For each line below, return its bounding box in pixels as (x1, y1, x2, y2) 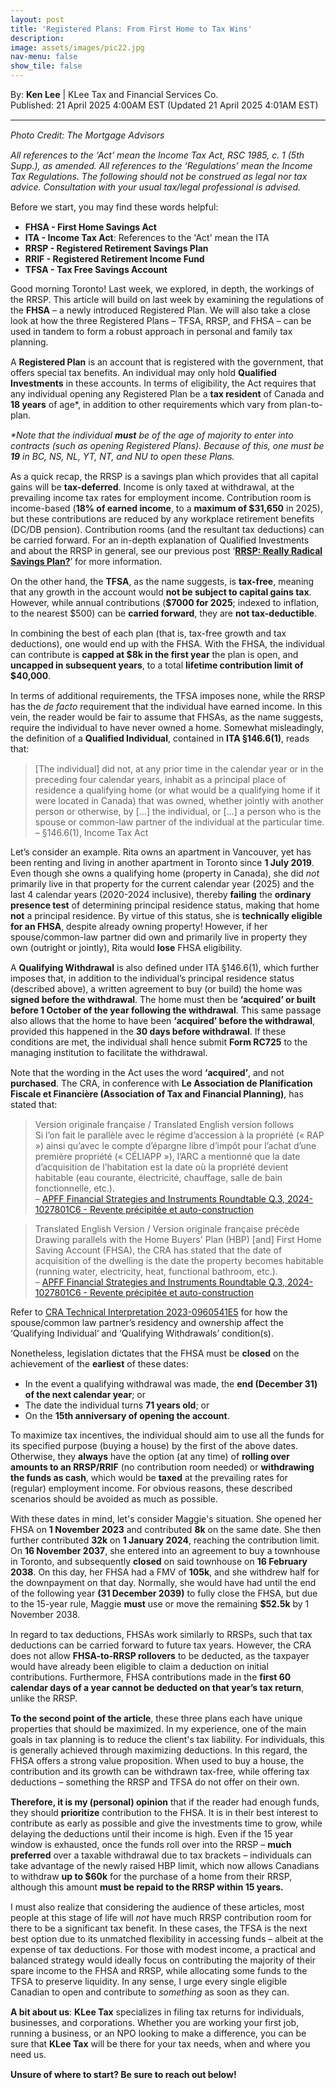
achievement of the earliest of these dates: (10, 1358, 189, 1370)
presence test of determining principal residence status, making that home (10, 899, 320, 911)
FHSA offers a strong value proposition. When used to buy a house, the (10, 1755, 305, 1766)
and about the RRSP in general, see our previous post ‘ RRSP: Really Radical (10, 545, 323, 556)
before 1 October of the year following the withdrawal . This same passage (10, 1004, 322, 1016)
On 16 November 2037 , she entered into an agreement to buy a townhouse (10, 1545, 321, 1556)
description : (10, 33, 65, 43)
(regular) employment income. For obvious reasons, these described (10, 1482, 293, 1494)
